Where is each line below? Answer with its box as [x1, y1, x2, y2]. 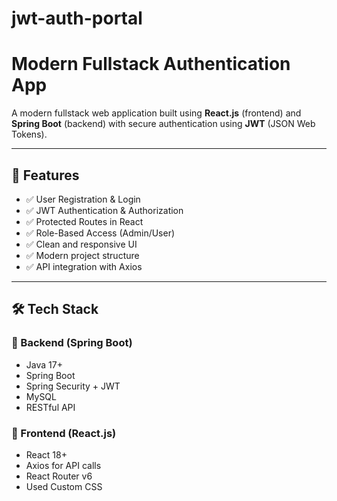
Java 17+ [25, 358, 63, 371]
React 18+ [25, 448, 68, 461]
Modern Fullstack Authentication [11, 53, 291, 76]
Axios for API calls [25, 459, 102, 471]
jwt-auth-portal [11, 7, 143, 30]
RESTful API [25, 401, 76, 413]
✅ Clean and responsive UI [25, 238, 138, 250]
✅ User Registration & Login [25, 193, 141, 205]
